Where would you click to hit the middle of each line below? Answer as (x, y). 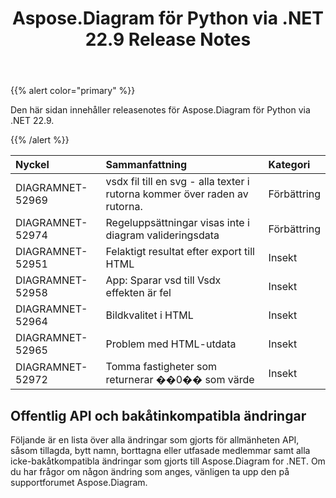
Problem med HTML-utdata (171, 344)
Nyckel (32, 165)
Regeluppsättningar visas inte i (177, 223)
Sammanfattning (146, 165)
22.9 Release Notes (168, 39)
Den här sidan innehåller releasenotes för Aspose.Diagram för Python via (160, 110)
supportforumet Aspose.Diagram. (79, 482)
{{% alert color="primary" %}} (73, 91)
